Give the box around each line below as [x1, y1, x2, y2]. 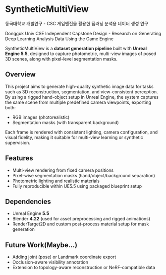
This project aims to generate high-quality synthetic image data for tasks [5, 83, 154, 89]
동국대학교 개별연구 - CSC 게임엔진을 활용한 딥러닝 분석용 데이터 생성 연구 [5, 20, 149, 26]
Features [5, 154, 33, 162]
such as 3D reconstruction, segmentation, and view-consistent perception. [5, 88, 158, 95]
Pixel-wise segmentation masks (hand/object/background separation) [12, 172, 155, 178]
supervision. [5, 139, 31, 145]
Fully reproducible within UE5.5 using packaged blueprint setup [12, 183, 142, 189]
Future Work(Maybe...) [5, 241, 78, 249]
